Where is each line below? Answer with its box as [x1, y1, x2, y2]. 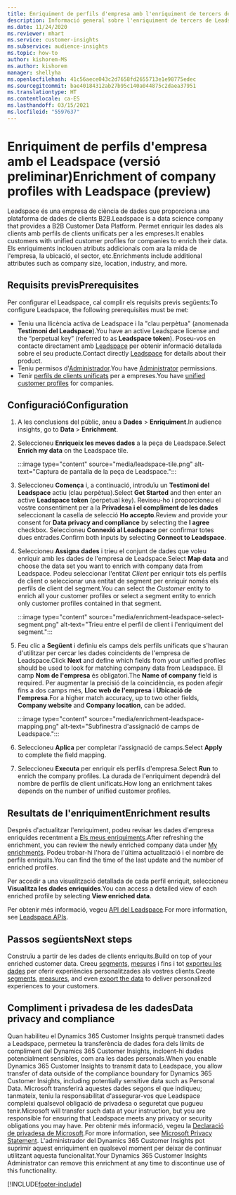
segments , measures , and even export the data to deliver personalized [7, 974, 212, 983]
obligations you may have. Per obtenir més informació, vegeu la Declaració [7, 1121, 224, 1130]
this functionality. [7, 1166, 58, 1175]
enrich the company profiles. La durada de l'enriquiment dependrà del [17, 772, 221, 780]
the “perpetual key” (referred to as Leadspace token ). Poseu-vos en [17, 334, 216, 342]
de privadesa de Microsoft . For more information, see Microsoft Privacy [7, 1129, 213, 1137]
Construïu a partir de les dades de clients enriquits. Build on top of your [7, 952, 212, 960]
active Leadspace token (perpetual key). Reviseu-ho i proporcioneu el [17, 496, 221, 505]
